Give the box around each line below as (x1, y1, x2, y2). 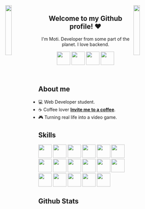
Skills (38, 131, 56, 140)
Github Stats (38, 197, 79, 205)
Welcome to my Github (48, 14, 123, 23)
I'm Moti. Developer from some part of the (41, 36, 130, 42)
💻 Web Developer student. (38, 99, 95, 105)
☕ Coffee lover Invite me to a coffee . (38, 106, 116, 112)
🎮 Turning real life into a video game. (38, 114, 117, 120)
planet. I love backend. (62, 41, 109, 48)
